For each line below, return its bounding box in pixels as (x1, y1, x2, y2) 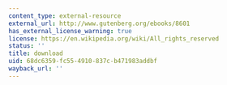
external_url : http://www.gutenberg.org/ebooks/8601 (8, 19, 191, 28)
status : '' (8, 42, 45, 50)
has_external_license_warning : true (8, 27, 132, 35)
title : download (8, 49, 63, 57)
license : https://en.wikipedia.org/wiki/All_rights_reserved (8, 34, 220, 43)
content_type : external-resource (8, 11, 122, 20)
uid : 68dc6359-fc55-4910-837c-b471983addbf (8, 57, 158, 66)
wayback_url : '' (8, 65, 63, 73)
